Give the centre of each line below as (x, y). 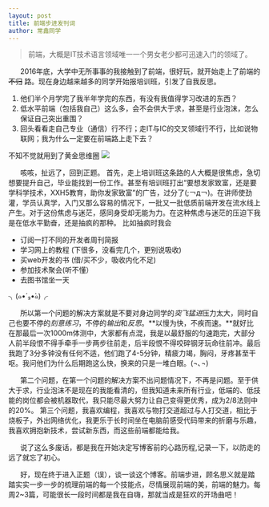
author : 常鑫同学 (35, 30)
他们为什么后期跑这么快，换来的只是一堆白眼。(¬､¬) (122, 363)
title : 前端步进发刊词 (42, 23)
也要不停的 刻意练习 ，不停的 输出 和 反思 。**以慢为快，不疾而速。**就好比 (134, 323)
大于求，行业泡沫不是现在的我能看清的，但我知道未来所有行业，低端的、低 (131, 391)
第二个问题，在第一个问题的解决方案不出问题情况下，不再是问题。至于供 (139, 380)
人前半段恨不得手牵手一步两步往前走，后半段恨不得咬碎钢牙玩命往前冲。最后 (134, 343)
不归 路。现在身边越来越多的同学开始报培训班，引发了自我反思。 (114, 82)
